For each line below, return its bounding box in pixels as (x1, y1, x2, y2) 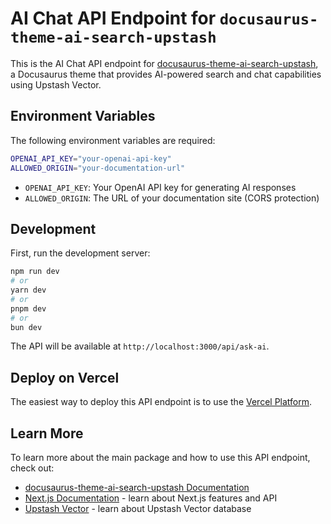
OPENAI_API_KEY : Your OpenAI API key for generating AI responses (24, 181, 297, 193)
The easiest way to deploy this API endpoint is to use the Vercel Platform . (10, 396, 313, 408)
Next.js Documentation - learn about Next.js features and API (24, 492, 278, 504)
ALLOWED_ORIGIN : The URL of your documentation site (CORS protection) (24, 192, 320, 204)
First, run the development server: (10, 247, 151, 259)
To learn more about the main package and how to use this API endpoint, (10, 452, 311, 464)
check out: (10, 462, 55, 474)
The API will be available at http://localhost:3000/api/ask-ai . (10, 340, 270, 352)
